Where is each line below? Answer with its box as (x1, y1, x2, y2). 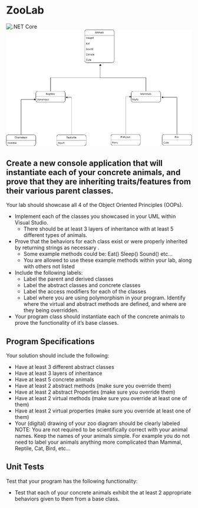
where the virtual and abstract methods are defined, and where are (23, 301, 187, 308)
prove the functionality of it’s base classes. (14, 319, 119, 326)
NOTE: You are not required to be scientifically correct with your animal (14, 426, 188, 433)
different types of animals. (23, 232, 87, 239)
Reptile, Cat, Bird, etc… (14, 445, 71, 452)
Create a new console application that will (6, 158, 163, 168)
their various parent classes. (6, 186, 114, 196)
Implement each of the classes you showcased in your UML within (14, 213, 176, 220)
